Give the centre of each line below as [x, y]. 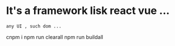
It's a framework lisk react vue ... [88, 11]
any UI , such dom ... [34, 26]
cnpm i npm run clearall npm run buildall [55, 37]
